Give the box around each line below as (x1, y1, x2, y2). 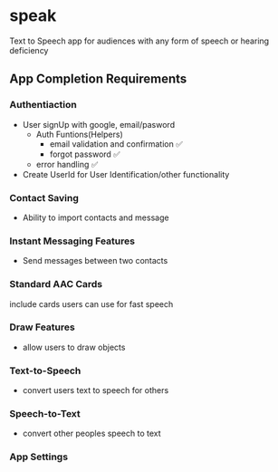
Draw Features (9, 321, 75, 333)
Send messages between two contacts (22, 255, 168, 266)
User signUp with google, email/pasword (22, 119, 175, 130)
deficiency (9, 44, 49, 55)
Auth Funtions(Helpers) (35, 129, 124, 140)
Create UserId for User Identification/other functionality (22, 169, 230, 179)
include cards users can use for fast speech (9, 298, 174, 309)
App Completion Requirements (9, 72, 187, 87)
